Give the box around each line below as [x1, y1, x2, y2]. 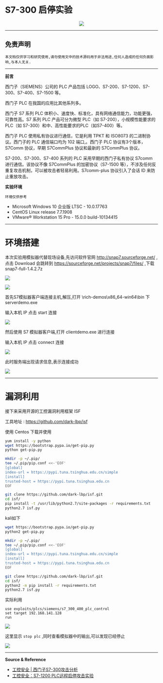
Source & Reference [5, 657, 46, 663]
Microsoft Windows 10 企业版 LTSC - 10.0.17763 [12, 204, 108, 209]
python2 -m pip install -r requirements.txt [5, 583, 97, 588]
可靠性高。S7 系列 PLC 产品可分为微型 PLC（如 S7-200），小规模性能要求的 [5, 116, 156, 122]
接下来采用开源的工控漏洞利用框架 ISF [5, 408, 81, 414]
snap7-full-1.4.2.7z [5, 266, 43, 272]
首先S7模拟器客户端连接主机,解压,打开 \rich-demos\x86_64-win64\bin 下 [5, 294, 150, 300]
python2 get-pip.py [5, 529, 45, 534]
